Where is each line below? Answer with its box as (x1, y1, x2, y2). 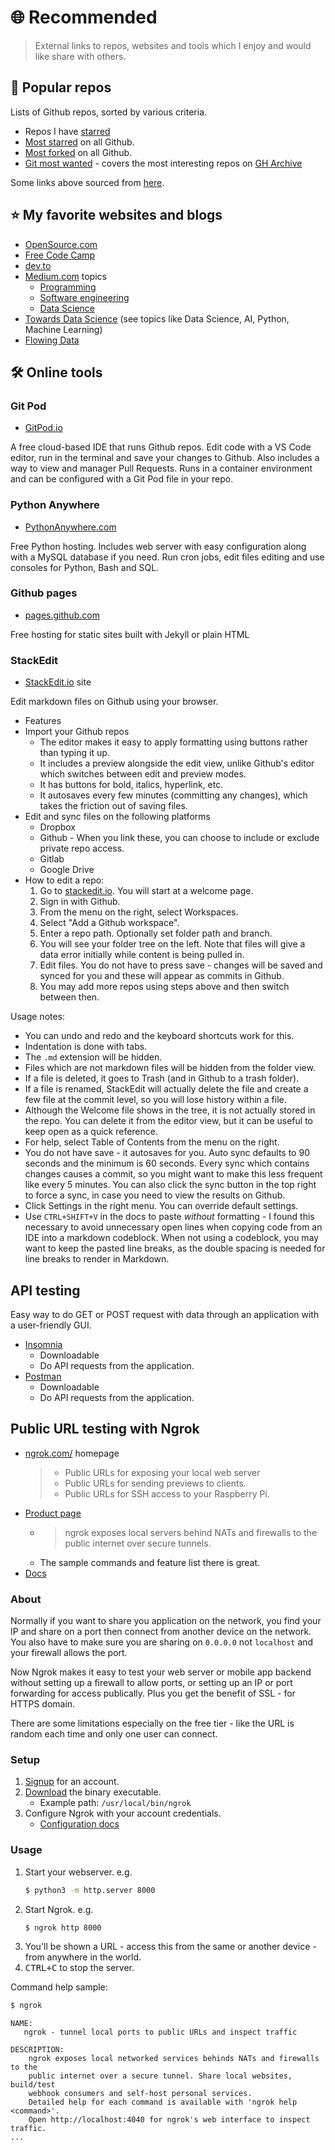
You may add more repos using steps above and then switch (39, 981, 290, 993)
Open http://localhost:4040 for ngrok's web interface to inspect (28, 2115, 311, 2125)
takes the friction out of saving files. (39, 800, 188, 812)
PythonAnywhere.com (24, 521, 117, 533)
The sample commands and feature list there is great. (39, 1556, 261, 1568)
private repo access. (39, 842, 125, 855)
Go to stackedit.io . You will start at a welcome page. (39, 885, 254, 897)
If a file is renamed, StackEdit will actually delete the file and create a (24, 1083, 309, 1095)
